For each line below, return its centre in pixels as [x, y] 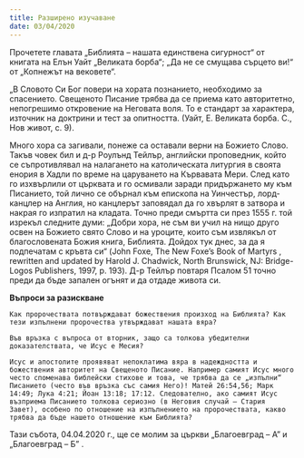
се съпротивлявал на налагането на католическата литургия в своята [145, 164]
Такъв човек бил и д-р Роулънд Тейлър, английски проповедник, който [148, 154]
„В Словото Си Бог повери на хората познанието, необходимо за [136, 89]
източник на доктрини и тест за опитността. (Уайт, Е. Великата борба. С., [151, 118]
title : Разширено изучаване [63, 18]
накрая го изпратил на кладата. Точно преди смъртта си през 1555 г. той [151, 212]
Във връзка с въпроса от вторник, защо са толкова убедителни [129, 338]
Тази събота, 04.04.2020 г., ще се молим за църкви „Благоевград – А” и [148, 434]
